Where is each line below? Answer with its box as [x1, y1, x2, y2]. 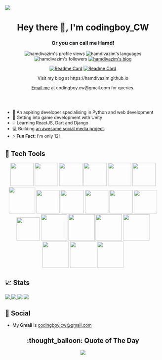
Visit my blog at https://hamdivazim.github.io [38, 75, 128, 81]
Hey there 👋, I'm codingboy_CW [17, 22, 149, 33]
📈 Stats [5, 278, 30, 287]
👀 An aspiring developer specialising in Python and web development [12, 109, 154, 116]
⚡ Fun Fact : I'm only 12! [12, 133, 60, 139]
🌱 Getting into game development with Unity [12, 115, 103, 120]
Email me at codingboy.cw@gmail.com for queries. [31, 85, 135, 91]
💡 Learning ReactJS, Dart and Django [12, 120, 89, 126]
